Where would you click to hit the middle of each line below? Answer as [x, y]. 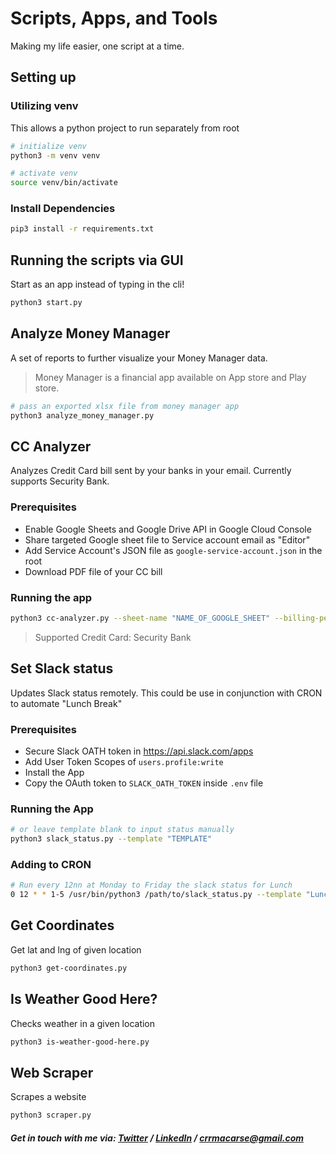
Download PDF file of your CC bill [93, 571]
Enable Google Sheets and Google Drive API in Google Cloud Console [168, 529]
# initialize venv [48, 146]
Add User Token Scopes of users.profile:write [124, 761]
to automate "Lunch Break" [66, 703]
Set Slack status [62, 668]
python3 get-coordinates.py [69, 968]
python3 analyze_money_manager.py [82, 415]
